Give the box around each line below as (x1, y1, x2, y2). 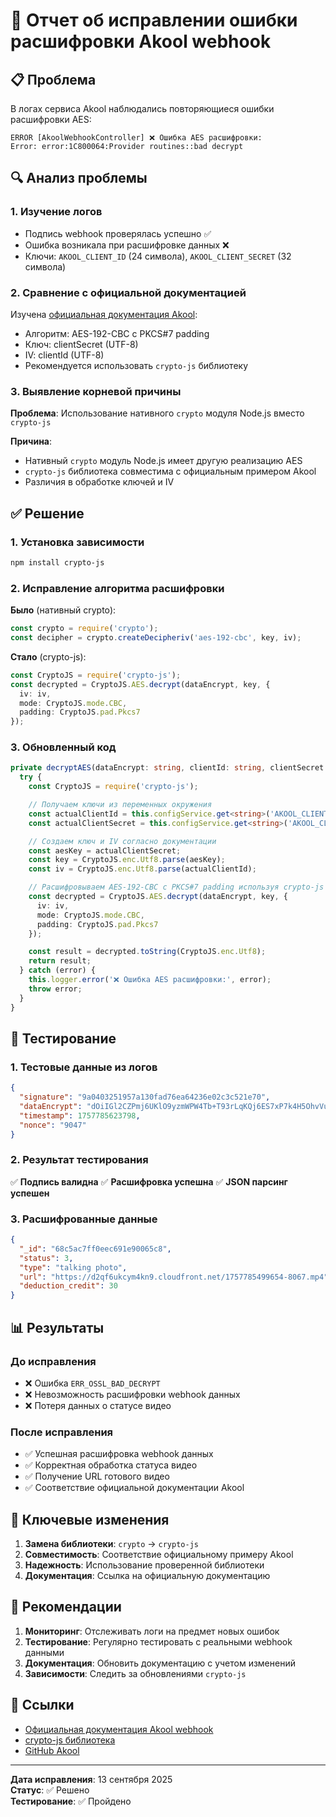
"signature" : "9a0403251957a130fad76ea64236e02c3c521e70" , (19, 1092, 271, 1103)
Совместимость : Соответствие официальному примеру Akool (24, 1549, 294, 1561)
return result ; (28, 956, 92, 966)
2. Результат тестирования (10, 1153, 149, 1167)
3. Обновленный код (10, 740, 117, 754)
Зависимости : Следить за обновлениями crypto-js (24, 1667, 247, 1679)
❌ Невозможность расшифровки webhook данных (24, 1388, 241, 1400)
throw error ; (28, 984, 83, 994)
